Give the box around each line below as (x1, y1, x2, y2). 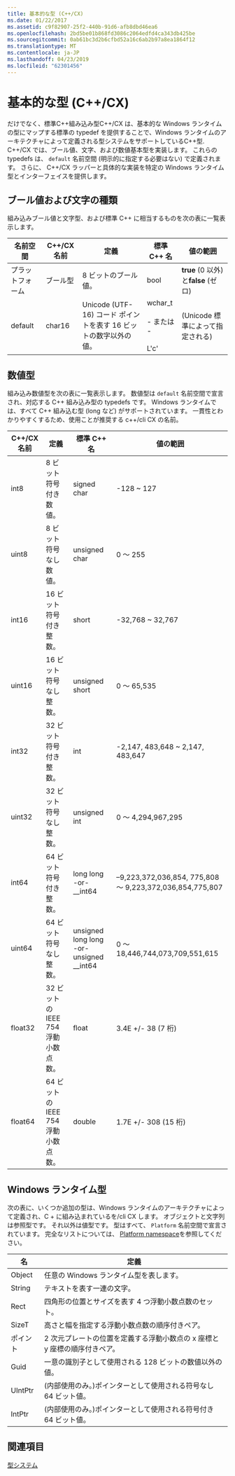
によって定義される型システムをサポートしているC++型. (43, 137, 205, 145)
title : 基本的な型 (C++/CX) (7, 10, 84, 18)
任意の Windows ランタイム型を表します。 (44, 1271, 183, 1280)
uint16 (10, 681, 33, 691)
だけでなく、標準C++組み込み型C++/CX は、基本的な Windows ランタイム (7, 119, 222, 127)
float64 (10, 1117, 35, 1126)
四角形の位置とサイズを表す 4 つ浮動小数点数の (44, 1297, 199, 1306)
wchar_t (146, 298, 173, 308)
